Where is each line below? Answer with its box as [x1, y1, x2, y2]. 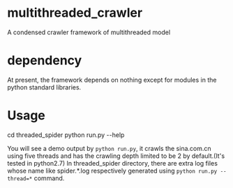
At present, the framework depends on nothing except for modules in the [7, 75, 217, 84]
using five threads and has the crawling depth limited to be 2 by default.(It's [7, 152, 225, 160]
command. [33, 173, 65, 182]
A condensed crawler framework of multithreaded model [7, 28, 171, 36]
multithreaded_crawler [7, 5, 143, 21]
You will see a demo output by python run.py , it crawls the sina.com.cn [7, 144, 211, 152]
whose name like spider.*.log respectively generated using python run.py [7, 166, 218, 175]
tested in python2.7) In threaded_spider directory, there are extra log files [7, 159, 218, 167]
